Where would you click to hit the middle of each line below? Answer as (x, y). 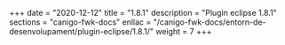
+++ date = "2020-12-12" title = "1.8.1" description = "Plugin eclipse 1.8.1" (143, 13)
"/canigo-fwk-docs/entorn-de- (210, 22)
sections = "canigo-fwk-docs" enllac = (80, 22)
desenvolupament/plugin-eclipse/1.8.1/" (81, 31)
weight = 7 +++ (183, 31)
